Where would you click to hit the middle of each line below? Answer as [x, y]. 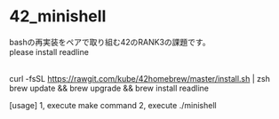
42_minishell [58, 16]
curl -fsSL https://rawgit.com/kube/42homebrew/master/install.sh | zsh [140, 78]
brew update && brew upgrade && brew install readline [109, 88]
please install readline [49, 52]
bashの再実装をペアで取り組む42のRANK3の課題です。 [110, 42]
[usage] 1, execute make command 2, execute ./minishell [113, 105]
